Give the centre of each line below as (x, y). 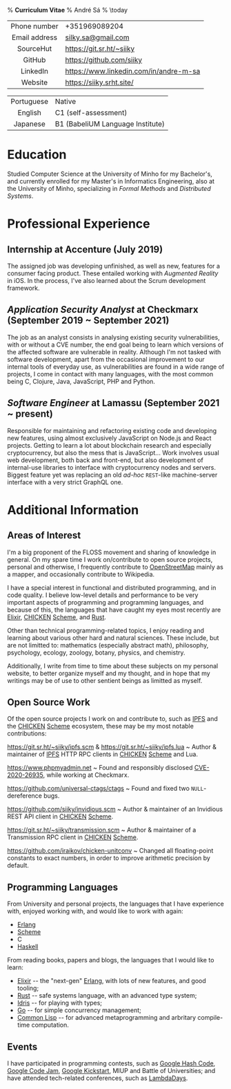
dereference (25, 796)
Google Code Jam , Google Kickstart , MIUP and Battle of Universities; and (111, 1071)
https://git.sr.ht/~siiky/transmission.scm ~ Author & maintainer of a (102, 830)
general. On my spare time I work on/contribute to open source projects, (110, 559)
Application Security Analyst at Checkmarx (103, 310)
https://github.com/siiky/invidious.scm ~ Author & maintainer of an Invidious (115, 809)
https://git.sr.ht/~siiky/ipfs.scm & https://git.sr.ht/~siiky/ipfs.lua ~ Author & (112, 747)
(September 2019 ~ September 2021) (88, 321)
